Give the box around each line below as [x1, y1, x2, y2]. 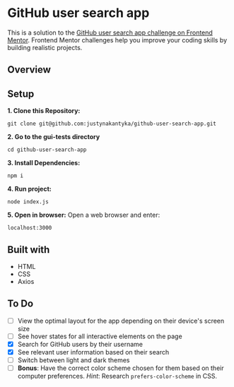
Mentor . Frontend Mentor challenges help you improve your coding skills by [7, 35, 228, 44]
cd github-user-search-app [7, 146, 87, 153]
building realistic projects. [7, 43, 83, 52]
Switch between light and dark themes [17, 356, 130, 364]
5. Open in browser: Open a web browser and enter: [7, 210, 160, 220]
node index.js [7, 198, 49, 206]
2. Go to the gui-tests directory [7, 133, 100, 141]
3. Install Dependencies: [7, 159, 81, 167]
